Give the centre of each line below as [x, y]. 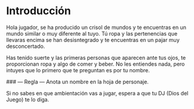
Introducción [39, 11]
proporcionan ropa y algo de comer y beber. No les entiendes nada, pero [96, 64]
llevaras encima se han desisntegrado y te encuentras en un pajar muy [93, 40]
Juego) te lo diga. [28, 100]
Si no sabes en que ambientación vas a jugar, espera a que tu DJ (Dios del [97, 93]
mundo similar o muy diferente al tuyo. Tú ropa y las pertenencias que [92, 33]
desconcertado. [26, 46]
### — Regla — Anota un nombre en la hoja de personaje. [77, 82]
